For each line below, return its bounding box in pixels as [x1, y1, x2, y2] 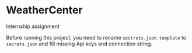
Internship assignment [6, 23, 60, 30]
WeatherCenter [6, 3, 83, 17]
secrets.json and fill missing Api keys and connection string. [6, 40, 153, 47]
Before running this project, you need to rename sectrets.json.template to [6, 34, 187, 41]
